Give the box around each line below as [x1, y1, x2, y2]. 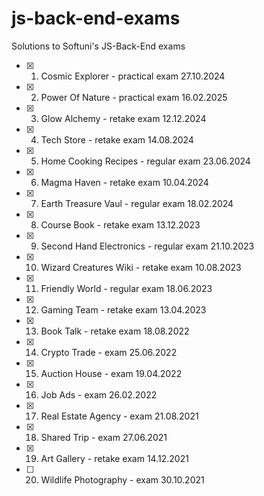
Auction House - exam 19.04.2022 [40, 367, 183, 379]
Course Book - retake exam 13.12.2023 [40, 218, 201, 231]
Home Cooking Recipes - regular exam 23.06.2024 [40, 155, 251, 167]
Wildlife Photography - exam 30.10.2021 [40, 473, 205, 486]
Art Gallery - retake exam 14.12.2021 [40, 452, 189, 464]
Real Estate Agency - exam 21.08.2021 [40, 410, 199, 422]
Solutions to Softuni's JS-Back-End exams [11, 40, 186, 52]
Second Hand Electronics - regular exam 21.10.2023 [40, 240, 255, 252]
